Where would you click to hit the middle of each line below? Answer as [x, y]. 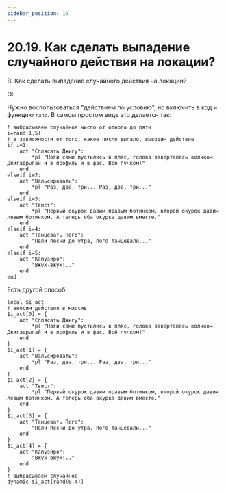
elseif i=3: [24, 199]
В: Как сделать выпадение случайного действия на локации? [97, 81]
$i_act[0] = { [27, 314]
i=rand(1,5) [24, 133]
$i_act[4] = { [27, 445]
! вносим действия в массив [47, 308]
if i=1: [18, 145]
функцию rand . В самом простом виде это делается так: [89, 114]
